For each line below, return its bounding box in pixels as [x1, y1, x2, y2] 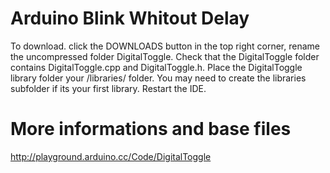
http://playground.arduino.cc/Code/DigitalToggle [10, 150, 212, 162]
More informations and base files [10, 118, 292, 141]
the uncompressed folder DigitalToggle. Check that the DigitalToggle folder [10, 50, 320, 62]
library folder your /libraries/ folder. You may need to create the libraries [10, 72, 307, 84]
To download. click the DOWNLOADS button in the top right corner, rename [10, 40, 320, 52]
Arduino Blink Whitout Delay [10, 7, 250, 30]
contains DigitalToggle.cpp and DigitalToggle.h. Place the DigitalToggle [10, 61, 303, 73]
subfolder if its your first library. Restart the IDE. [10, 82, 207, 94]
